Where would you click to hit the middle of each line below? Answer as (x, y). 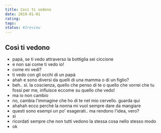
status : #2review (23, 28)
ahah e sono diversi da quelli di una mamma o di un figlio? (70, 80)
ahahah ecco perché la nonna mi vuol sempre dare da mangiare (76, 106)
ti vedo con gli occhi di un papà (44, 75)
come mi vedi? (27, 69)
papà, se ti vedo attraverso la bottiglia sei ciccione (63, 59)
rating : (13, 19)
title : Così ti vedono (28, 9)
